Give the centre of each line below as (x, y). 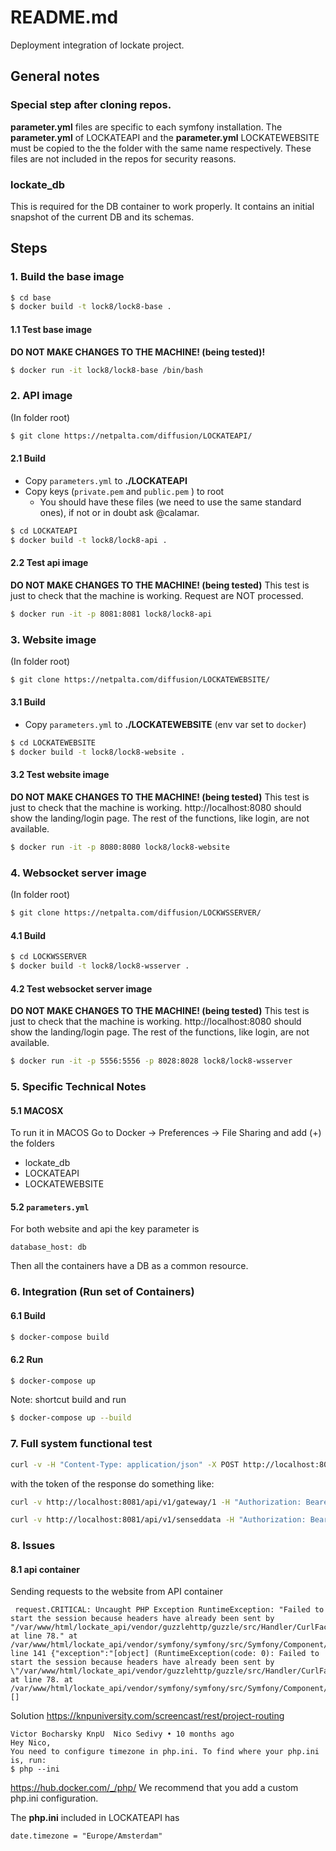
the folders (32, 1143)
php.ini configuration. (54, 1798)
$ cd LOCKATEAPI (44, 531)
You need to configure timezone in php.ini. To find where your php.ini (165, 1752)
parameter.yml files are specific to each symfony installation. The (146, 127)
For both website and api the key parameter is (105, 1229)
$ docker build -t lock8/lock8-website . (98, 752)
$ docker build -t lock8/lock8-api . (89, 540)
